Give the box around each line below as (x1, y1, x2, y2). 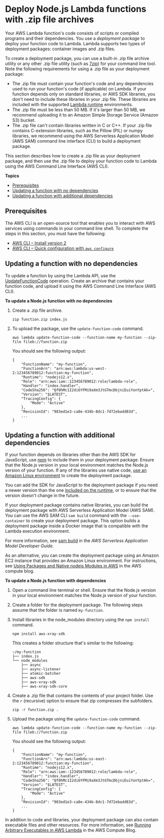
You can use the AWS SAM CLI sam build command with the (5, 512, 127, 518)
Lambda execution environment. (5, 528, 70, 534)
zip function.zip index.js (12, 317, 68, 322)
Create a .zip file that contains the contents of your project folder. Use (12, 692, 153, 699)
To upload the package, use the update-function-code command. (12, 326, 144, 331)
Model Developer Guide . (5, 543, 54, 549)
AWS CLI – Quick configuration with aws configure (12, 245, 114, 251)
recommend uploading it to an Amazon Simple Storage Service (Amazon (12, 112, 159, 118)
